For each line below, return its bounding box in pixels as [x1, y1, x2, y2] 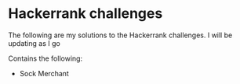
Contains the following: [8, 54, 83, 63]
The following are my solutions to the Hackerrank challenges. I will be [8, 30, 233, 40]
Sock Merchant [19, 68, 69, 78]
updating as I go [8, 38, 60, 47]
